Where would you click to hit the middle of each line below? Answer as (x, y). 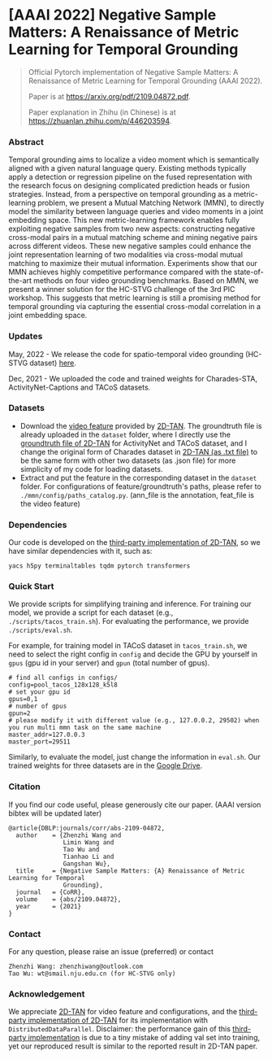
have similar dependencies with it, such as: (80, 551)
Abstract (26, 142)
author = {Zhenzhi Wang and (69, 835)
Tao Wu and (81, 849)
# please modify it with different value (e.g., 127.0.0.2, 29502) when (134, 721)
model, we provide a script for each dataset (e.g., (91, 612)
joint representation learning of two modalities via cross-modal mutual (126, 255)
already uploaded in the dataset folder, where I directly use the (125, 434)
